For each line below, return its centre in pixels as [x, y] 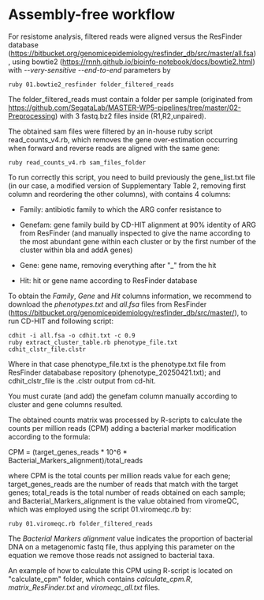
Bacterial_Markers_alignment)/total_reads [76, 460]
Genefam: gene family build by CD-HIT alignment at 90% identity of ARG [138, 225]
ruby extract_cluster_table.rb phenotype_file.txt [93, 342]
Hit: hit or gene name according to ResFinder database [108, 280]
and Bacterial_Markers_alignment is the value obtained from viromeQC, [124, 500]
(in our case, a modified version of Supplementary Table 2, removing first [127, 185]
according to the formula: [49, 436]
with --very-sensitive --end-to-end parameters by [89, 70]
